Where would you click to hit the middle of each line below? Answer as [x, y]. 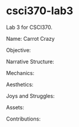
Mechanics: [20, 73]
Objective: [19, 50]
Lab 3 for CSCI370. [29, 27]
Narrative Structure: [30, 61]
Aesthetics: [20, 84]
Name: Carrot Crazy [30, 38]
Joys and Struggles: [30, 96]
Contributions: [24, 119]
